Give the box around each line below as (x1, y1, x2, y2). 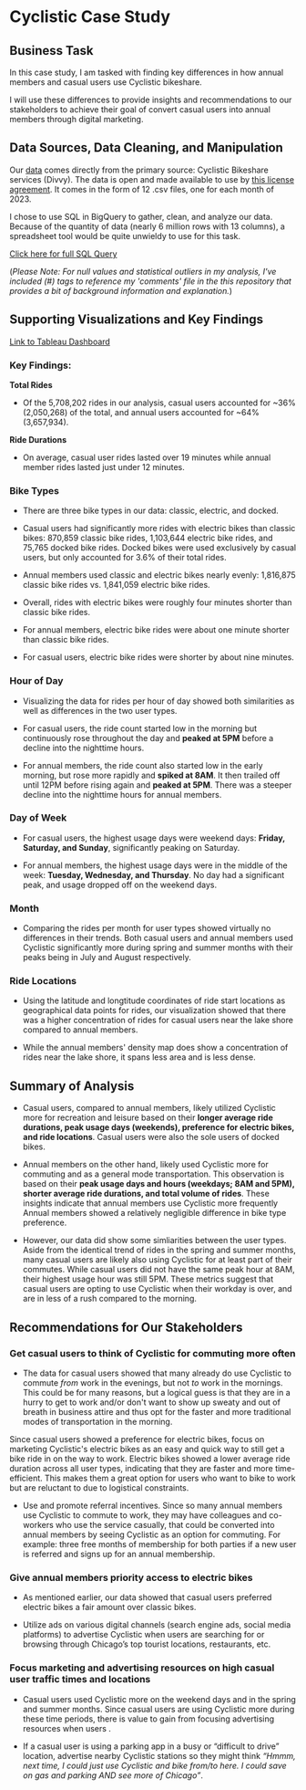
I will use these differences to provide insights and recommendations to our (9, 94, 292, 105)
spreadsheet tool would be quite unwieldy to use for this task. (9, 230, 241, 241)
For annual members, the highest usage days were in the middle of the (22, 860, 289, 871)
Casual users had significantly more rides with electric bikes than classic (22, 523, 296, 534)
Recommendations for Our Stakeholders (9, 1319, 243, 1335)
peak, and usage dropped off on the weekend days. (22, 879, 217, 890)
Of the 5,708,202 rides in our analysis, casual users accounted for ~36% (22, 397, 296, 408)
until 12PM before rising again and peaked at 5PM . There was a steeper (22, 779, 292, 790)
